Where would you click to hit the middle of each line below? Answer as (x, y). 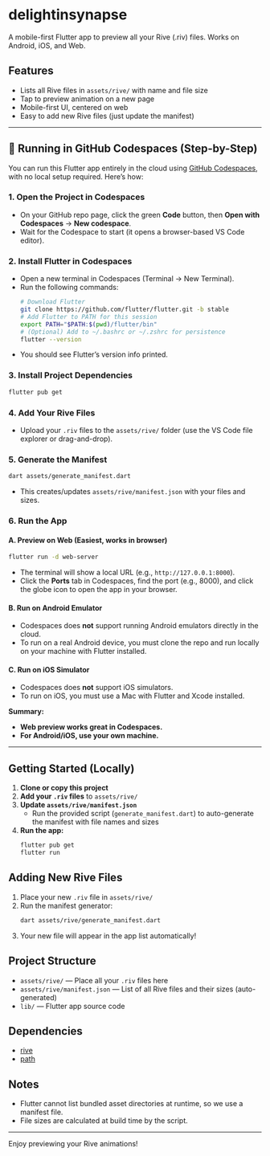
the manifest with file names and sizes (95, 822)
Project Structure (52, 961)
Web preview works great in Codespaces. (91, 727)
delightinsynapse (68, 15)
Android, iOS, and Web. (47, 45)
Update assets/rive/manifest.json (78, 805)
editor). (32, 240)
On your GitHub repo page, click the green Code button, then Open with (140, 214)
